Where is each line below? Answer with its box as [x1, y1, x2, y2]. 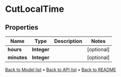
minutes [7, 54, 28, 61]
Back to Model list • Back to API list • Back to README [5, 67, 116, 73]
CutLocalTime [5, 3, 64, 15]
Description [54, 38, 82, 44]
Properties [5, 23, 39, 32]
